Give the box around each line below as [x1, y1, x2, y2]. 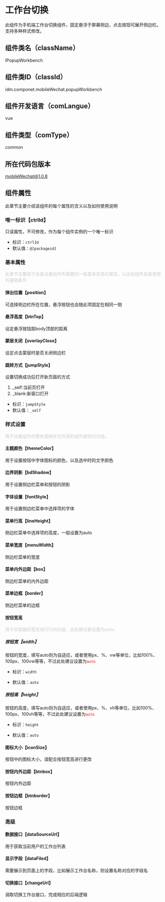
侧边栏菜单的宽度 [5, 554, 40, 560]
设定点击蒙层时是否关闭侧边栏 [5, 350, 66, 356]
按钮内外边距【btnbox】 [5, 768, 55, 774]
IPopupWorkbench [5, 57, 43, 63]
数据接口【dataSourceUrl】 [5, 831, 62, 837]
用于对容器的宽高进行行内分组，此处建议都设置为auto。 [5, 627, 118, 632]
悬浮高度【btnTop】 [5, 314, 46, 319]
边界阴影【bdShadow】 [5, 469, 54, 475]
